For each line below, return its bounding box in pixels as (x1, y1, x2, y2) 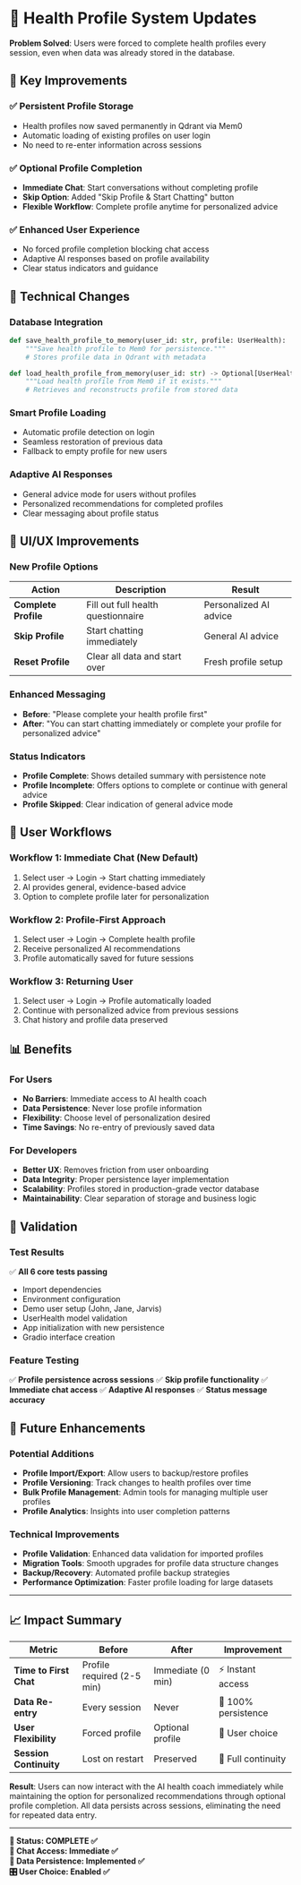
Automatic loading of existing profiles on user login (21, 130, 211, 141)
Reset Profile (13, 655, 70, 668)
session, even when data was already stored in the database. (9, 47, 236, 57)
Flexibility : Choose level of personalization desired (21, 1112, 211, 1123)
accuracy (9, 1394, 46, 1405)
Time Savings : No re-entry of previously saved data (21, 1122, 215, 1132)
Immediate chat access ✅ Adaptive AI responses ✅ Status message (9, 1384, 268, 1395)
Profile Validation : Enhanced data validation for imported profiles (21, 1548, 264, 1559)
